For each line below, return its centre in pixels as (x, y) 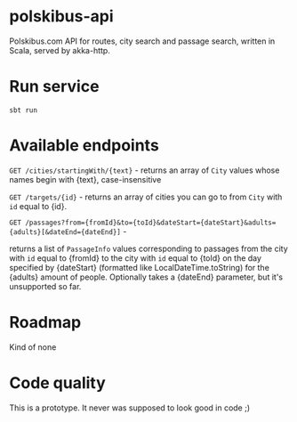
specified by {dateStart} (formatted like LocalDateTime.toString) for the (139, 267)
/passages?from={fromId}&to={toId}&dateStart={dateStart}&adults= (151, 223)
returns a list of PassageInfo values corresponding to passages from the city (149, 248)
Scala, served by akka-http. (60, 50)
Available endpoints (84, 146)
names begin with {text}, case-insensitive (85, 179)
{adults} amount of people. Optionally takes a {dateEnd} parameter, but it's (146, 277)
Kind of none (33, 347)
